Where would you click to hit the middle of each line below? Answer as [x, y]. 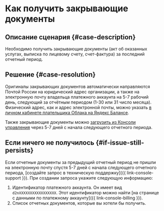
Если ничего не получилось [50, 143]
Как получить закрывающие [67, 9]
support [13, 178]
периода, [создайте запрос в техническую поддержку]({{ [65, 173]
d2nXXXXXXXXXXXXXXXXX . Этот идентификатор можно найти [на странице [85, 192]
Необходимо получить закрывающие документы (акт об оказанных [76, 49]
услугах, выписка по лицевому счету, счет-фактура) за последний [75, 54]
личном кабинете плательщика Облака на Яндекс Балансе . [67, 112]
